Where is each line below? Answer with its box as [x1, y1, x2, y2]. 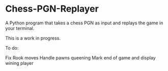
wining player [5, 60, 34, 66]
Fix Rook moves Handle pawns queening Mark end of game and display [5, 54, 156, 61]
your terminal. [5, 25, 35, 31]
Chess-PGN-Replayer [5, 3, 99, 15]
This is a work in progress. [5, 35, 61, 41]
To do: [5, 45, 19, 51]
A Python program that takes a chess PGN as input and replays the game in [5, 20, 163, 26]
